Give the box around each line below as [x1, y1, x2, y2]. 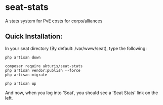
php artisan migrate [5, 72, 48, 77]
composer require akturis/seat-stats [5, 63, 83, 68]
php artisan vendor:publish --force [5, 68, 81, 73]
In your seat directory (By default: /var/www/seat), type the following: [5, 45, 147, 51]
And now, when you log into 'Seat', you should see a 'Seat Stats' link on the [5, 90, 158, 96]
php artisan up [5, 81, 37, 86]
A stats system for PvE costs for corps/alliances [5, 18, 103, 24]
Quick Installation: [5, 32, 63, 41]
